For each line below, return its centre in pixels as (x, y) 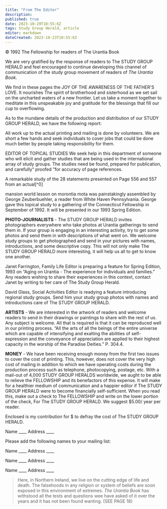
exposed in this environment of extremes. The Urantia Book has (83, 491)
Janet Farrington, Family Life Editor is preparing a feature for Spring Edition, (83, 266)
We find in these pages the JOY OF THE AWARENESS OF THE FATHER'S (80, 87)
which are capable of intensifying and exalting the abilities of (68, 333)
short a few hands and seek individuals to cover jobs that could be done (79, 138)
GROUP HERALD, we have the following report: (53, 123)
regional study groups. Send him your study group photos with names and (82, 297)
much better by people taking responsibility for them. (60, 143)
